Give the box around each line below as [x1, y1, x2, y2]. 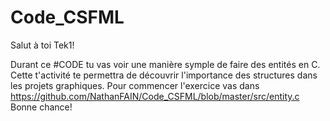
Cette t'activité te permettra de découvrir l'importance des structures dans [10, 69, 318, 81]
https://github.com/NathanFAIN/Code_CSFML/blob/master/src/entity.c [10, 90, 300, 102]
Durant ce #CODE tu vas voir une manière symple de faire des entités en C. [10, 58, 321, 70]
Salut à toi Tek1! [10, 39, 75, 51]
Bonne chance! [10, 101, 73, 113]
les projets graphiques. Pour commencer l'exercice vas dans [10, 79, 260, 91]
